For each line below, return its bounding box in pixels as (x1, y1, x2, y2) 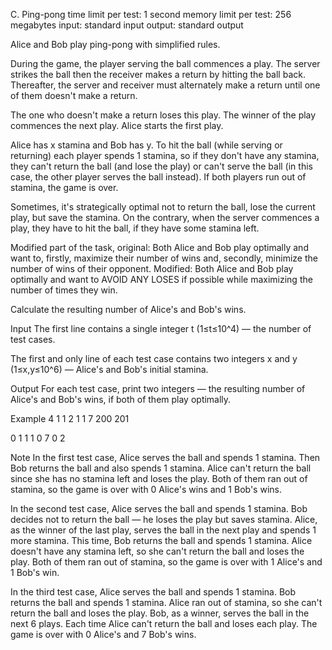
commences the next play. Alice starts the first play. (10, 120, 224, 131)
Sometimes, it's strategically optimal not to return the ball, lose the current (10, 201, 316, 213)
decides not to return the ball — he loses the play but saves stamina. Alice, (10, 514, 318, 525)
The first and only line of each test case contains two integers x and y (10, 353, 298, 364)
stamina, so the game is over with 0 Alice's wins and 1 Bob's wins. (10, 484, 282, 495)
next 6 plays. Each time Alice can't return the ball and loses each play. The (10, 618, 318, 629)
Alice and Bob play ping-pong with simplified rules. (10, 39, 221, 50)
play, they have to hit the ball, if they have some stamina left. (10, 222, 260, 234)
